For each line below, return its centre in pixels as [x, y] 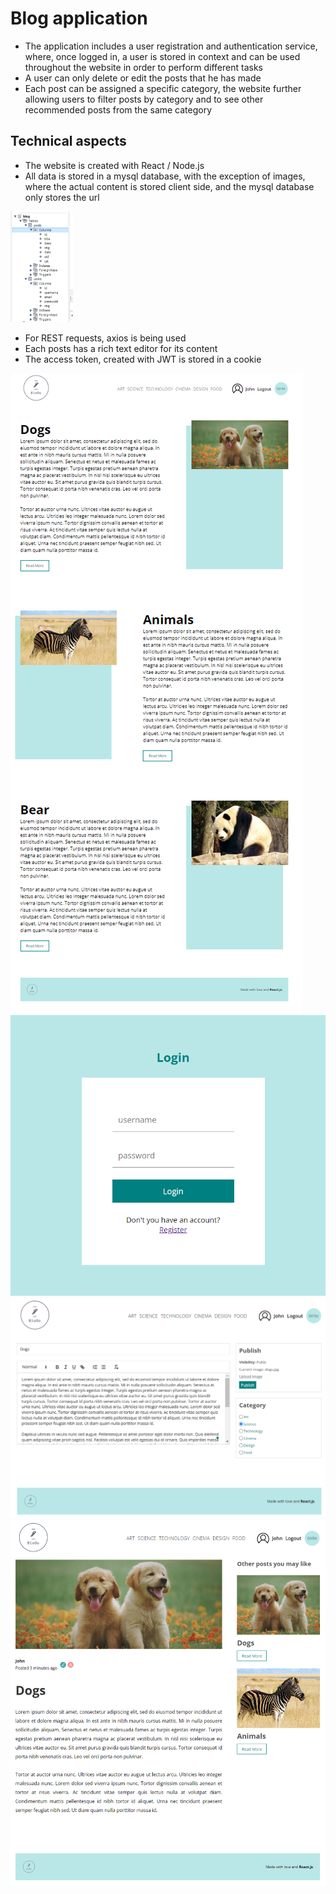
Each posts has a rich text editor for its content [121, 348]
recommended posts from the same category [118, 109]
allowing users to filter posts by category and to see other [144, 99]
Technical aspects [68, 141]
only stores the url [62, 197]
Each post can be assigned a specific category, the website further [163, 88]
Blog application [79, 18]
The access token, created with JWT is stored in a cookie [143, 359]
